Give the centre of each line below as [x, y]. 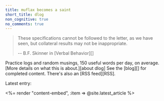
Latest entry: [18, 83]
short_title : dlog [24, 15]
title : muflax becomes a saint [38, 10]
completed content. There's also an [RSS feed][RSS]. [61, 74]
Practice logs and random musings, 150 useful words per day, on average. [82, 63]
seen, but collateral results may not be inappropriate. [72, 44]
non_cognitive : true [27, 19]
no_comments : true [24, 24]
